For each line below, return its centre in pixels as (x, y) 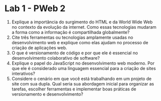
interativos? (23, 73)
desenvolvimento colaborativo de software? (56, 58)
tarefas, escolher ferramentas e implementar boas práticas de (74, 89)
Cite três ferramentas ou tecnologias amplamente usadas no (72, 37)
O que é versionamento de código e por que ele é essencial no (75, 53)
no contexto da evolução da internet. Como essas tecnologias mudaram (84, 27)
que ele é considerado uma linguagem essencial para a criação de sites (84, 68)
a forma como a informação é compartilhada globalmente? (70, 32)
